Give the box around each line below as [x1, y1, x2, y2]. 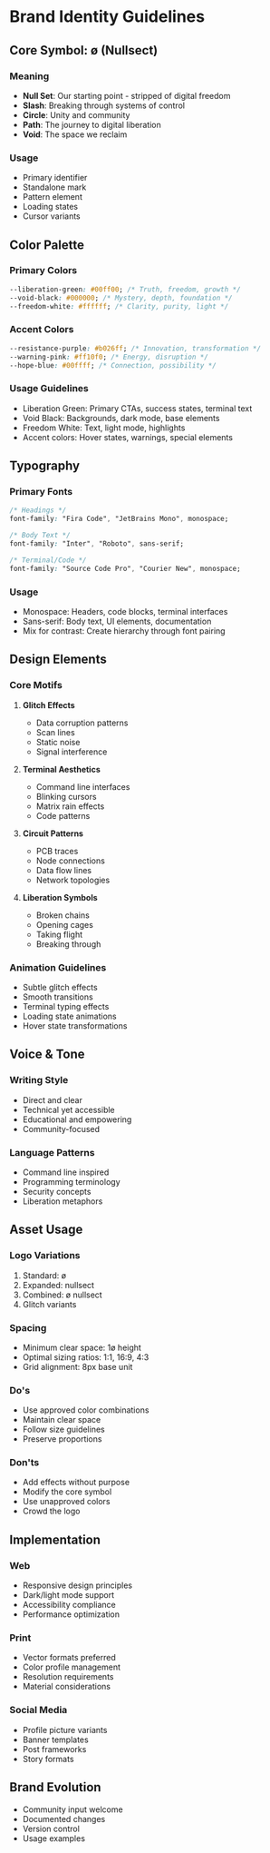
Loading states [22, 202, 79, 212]
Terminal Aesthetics [22, 764, 101, 774]
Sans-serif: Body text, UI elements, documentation [22, 616, 212, 626]
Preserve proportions [22, 1434, 102, 1444]
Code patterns [35, 810, 91, 821]
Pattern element [22, 192, 83, 202]
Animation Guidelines [9, 961, 107, 973]
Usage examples [22, 1832, 86, 1844]
